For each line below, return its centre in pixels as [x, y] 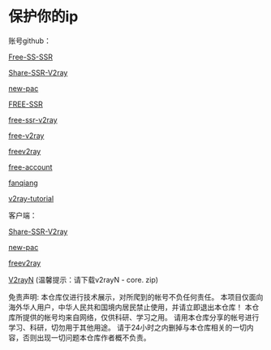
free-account [30, 166]
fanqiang [23, 183]
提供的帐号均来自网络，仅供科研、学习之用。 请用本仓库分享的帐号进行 [141, 317]
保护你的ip [43, 17]
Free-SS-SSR [31, 57]
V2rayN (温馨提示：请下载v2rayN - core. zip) [83, 279]
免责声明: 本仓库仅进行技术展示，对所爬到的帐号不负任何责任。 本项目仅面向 [136, 296]
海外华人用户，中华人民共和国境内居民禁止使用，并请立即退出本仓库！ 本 [130, 307]
